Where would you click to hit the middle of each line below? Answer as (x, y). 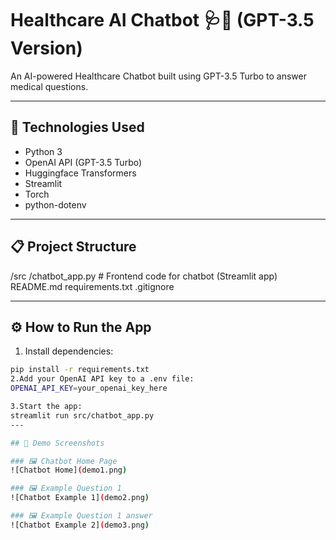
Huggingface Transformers (80, 173)
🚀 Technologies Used (77, 127)
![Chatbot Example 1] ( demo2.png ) (80, 498)
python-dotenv (55, 204)
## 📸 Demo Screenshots (57, 443)
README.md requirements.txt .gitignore (92, 286)
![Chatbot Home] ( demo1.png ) (69, 470)
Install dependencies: (69, 351)
